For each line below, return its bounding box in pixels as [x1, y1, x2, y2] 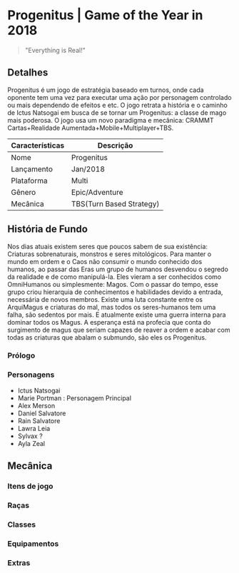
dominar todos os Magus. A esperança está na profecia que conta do [7, 318, 211, 326]
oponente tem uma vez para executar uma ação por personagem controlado [7, 93, 232, 101]
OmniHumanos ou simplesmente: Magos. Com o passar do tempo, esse [7, 280, 219, 288]
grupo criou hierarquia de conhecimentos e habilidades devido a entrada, [7, 288, 223, 296]
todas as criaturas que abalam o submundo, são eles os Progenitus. [7, 333, 207, 342]
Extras [7, 557, 31, 567]
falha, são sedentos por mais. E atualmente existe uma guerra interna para [7, 310, 226, 319]
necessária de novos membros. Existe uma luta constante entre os [7, 295, 203, 303]
